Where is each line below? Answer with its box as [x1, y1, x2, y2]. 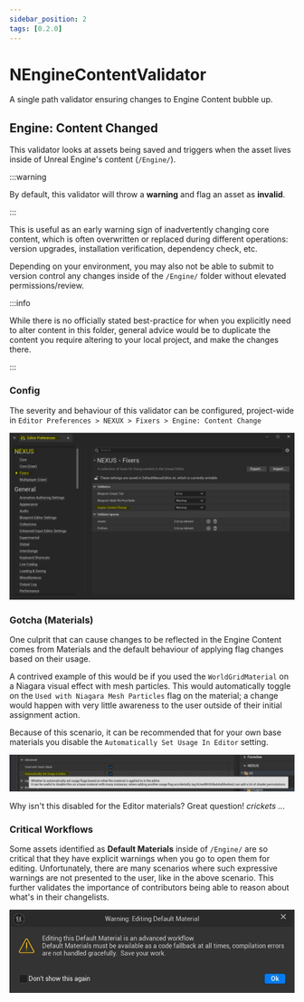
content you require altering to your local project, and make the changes [9, 335, 279, 346]
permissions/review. [9, 281, 84, 291]
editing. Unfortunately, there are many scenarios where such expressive [9, 863, 279, 873]
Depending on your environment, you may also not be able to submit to [9, 261, 274, 272]
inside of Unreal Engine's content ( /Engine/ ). [9, 154, 176, 165]
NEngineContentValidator [9, 64, 206, 85]
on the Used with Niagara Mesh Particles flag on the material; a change [9, 691, 279, 701]
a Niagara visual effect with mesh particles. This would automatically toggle [9, 681, 291, 692]
